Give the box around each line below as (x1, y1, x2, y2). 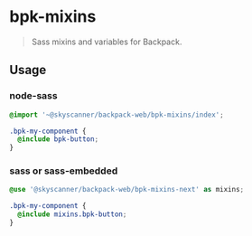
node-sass (9, 90, 58, 102)
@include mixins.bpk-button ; (17, 210, 127, 219)
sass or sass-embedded (9, 165, 118, 177)
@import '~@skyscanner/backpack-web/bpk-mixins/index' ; (9, 110, 224, 119)
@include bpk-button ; (17, 135, 99, 144)
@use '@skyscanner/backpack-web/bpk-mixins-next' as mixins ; (9, 185, 245, 194)
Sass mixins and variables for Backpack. (31, 36, 182, 47)
